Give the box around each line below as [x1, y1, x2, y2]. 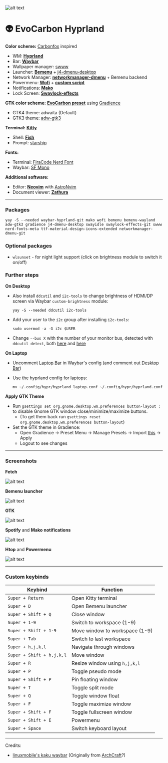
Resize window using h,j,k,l [71, 660, 140, 667]
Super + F [7, 701, 31, 707]
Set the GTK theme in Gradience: [12, 424, 80, 430]
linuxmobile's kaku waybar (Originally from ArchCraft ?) [12, 752, 126, 758]
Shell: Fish [12, 134, 34, 140]
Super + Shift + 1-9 [7, 628, 56, 634]
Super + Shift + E [7, 717, 51, 723]
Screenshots [5, 457, 37, 464]
